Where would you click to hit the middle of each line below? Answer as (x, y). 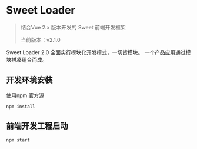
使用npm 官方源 (25, 95)
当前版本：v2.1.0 (40, 39)
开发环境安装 (29, 80)
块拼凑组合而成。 (27, 59)
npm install (21, 107)
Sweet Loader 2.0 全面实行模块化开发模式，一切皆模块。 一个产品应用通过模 (98, 52)
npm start (18, 140)
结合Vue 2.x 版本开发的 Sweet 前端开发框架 (73, 27)
